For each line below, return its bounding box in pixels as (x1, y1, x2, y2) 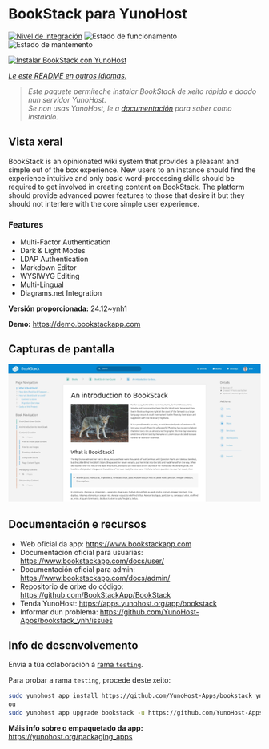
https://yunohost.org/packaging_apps (8, 731, 133, 741)
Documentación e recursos (8, 517, 147, 531)
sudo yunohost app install (8, 692, 98, 700)
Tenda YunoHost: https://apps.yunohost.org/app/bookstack (19, 598, 218, 608)
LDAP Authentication (19, 254, 89, 264)
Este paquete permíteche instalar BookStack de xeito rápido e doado (27, 86, 257, 96)
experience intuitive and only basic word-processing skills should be (8, 173, 235, 183)
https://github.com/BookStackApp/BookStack (19, 590, 171, 599)
